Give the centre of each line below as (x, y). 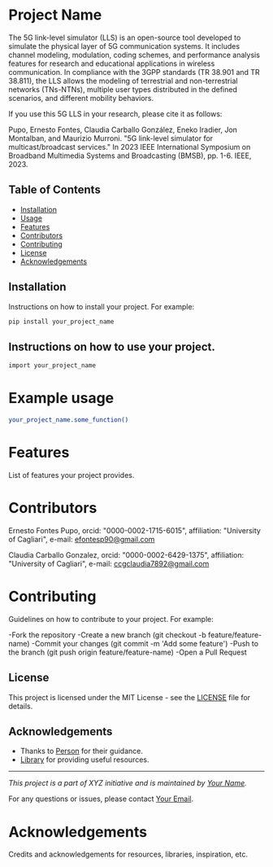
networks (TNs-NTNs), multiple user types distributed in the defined (123, 89)
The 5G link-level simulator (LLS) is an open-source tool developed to (125, 37)
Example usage (61, 398)
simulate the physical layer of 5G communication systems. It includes (124, 46)
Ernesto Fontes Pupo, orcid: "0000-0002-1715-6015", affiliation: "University (135, 530)
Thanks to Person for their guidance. (82, 751)
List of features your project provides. (71, 475)
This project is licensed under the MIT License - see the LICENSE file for (129, 697)
